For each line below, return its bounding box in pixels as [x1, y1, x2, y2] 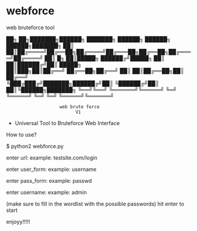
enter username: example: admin [6, 189, 87, 196]
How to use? [6, 131, 37, 138]
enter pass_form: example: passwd [6, 177, 92, 184]
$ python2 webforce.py [6, 142, 64, 149]
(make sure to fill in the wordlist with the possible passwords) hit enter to [6, 200, 185, 207]
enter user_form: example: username [6, 166, 97, 173]
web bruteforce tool [6, 24, 55, 31]
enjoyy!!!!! [6, 218, 30, 225]
